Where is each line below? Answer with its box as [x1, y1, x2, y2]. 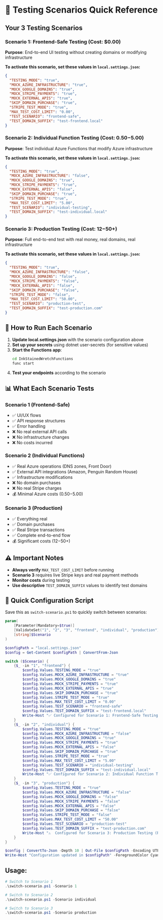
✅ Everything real [12, 516, 48, 521]
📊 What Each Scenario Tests [5, 384, 95, 393]
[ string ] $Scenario [14, 632, 51, 637]
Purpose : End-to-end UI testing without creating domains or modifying [5, 49, 147, 55]
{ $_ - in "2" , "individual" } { [14, 722, 75, 727]
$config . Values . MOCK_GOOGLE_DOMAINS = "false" [22, 794, 118, 799]
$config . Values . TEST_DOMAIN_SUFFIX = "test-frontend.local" [22, 709, 147, 713]
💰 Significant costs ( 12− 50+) [12, 538, 70, 544]
